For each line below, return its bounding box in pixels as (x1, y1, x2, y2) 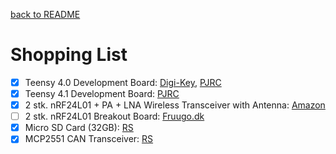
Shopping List (10, 44, 128, 66)
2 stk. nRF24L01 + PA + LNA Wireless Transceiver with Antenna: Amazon (24, 99, 326, 111)
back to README (10, 9, 81, 20)
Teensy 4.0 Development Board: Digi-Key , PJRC (24, 76, 222, 88)
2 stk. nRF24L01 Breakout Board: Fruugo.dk (24, 110, 205, 123)
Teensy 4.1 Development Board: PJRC (24, 88, 180, 99)
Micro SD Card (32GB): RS (24, 122, 134, 134)
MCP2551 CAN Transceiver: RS (24, 133, 154, 145)
